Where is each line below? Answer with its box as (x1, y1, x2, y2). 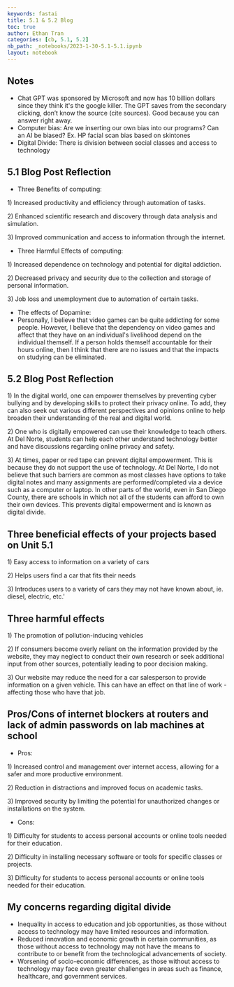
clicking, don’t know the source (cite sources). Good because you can (17, 108, 219, 117)
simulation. (7, 219, 39, 227)
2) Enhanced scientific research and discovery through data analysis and (7, 211, 218, 220)
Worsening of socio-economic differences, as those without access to (17, 957, 220, 965)
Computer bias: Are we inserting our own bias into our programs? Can (17, 123, 219, 132)
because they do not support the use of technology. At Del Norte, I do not (7, 463, 219, 472)
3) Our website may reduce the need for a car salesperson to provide (7, 673, 207, 681)
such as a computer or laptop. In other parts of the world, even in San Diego (7, 486, 226, 494)
